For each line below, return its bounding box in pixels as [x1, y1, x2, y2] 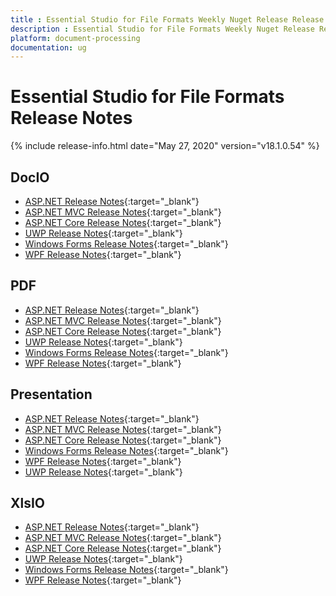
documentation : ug [10, 42, 87, 53]
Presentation [10, 386, 93, 403]
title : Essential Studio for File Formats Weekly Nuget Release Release [10, 14, 325, 25]
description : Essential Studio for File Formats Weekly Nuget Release [10, 24, 315, 34]
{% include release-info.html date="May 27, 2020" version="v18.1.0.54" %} [10, 140, 320, 152]
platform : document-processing [10, 33, 141, 43]
